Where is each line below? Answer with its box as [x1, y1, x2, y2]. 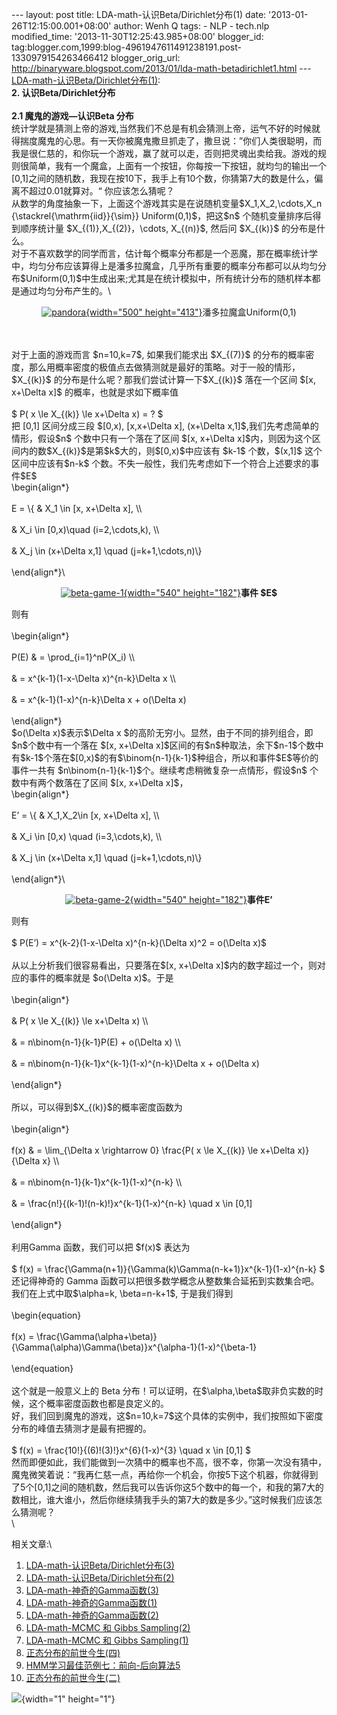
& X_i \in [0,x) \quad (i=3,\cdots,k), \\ [11, 831, 163, 842]
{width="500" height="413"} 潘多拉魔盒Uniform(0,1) [85, 306, 297, 318]
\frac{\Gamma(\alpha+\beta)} [36, 1331, 158, 1342]
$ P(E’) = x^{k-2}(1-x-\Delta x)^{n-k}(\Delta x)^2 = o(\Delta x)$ [11, 937, 268, 948]
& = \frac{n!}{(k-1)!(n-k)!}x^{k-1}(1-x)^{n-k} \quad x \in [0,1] [11, 1198, 253, 1209]
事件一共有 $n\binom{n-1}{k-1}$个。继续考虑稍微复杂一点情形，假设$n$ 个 [11, 764, 319, 776]
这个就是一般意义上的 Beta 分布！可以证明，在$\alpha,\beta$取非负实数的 [11, 1385, 316, 1397]
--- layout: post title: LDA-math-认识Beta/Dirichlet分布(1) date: [11, 9, 267, 20]
